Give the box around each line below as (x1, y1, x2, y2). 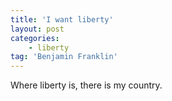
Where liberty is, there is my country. (10, 79, 163, 91)
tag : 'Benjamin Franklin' (10, 52, 118, 62)
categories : (10, 33, 60, 43)
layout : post (10, 24, 65, 34)
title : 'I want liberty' (10, 14, 114, 25)
